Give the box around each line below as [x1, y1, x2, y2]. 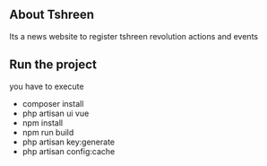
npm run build [22, 127, 74, 137]
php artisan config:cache [22, 145, 116, 156]
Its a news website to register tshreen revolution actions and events [9, 31, 258, 41]
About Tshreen [9, 7, 94, 22]
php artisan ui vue [22, 108, 90, 118]
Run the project [9, 57, 97, 73]
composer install [22, 98, 84, 109]
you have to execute [9, 81, 84, 92]
